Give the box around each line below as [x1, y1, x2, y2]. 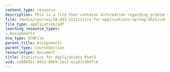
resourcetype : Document [5, 50, 56, 55]
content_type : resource [5, 7, 56, 13]
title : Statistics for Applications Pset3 [5, 54, 96, 60]
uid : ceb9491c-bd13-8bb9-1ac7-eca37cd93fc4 [5, 59, 99, 64]
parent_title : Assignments [5, 41, 62, 46]
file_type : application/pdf [5, 21, 65, 27]
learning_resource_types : [5, 26, 60, 31]
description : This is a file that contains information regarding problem [5, 12, 166, 17]
